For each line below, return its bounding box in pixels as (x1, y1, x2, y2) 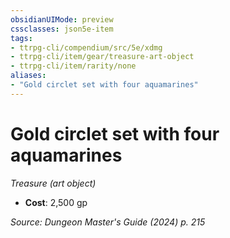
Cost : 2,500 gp (24, 196, 88, 208)
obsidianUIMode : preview (10, 14, 114, 25)
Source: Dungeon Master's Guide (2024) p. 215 (10, 216, 206, 228)
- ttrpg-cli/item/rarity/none (10, 61, 137, 71)
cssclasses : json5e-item (10, 24, 114, 34)
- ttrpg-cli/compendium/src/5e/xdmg (10, 42, 163, 53)
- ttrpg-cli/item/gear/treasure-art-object (10, 52, 195, 62)
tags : (10, 33, 33, 43)
